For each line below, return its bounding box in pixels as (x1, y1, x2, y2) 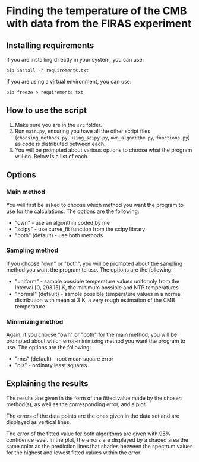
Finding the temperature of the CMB (6, 4, 187, 18)
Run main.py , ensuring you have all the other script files (14, 128, 150, 135)
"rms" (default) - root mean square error (14, 355, 114, 362)
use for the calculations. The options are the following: (6, 208, 140, 215)
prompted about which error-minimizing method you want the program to (6, 337, 186, 345)
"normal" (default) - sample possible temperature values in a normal (14, 290, 182, 297)
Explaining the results (6, 378, 89, 389)
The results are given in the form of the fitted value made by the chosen (6, 394, 182, 402)
